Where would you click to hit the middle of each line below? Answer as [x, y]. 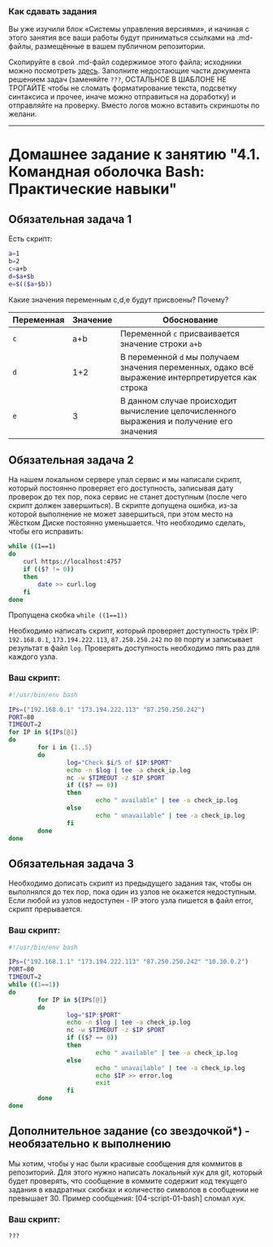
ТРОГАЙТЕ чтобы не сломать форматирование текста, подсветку [123, 88]
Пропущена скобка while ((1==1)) [68, 615]
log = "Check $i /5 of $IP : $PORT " [119, 762]
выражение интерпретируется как [189, 377]
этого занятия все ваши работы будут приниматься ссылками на [122, 37]
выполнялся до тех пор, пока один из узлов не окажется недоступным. [133, 892]
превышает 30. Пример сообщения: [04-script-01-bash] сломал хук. [127, 1198]
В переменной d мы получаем [180, 357]
